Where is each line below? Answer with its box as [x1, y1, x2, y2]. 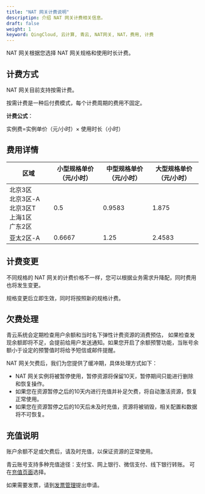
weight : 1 [6, 26, 32, 32]
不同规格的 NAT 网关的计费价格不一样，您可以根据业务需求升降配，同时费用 [6, 273, 196, 281]
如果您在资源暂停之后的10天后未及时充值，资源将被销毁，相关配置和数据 [15, 403, 198, 410]
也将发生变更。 [6, 281, 44, 289]
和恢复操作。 [15, 380, 48, 388]
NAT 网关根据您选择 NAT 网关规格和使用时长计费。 [6, 50, 134, 57]
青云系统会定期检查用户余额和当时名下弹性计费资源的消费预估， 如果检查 [6, 331, 190, 339]
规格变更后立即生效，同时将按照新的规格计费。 [6, 294, 124, 301]
